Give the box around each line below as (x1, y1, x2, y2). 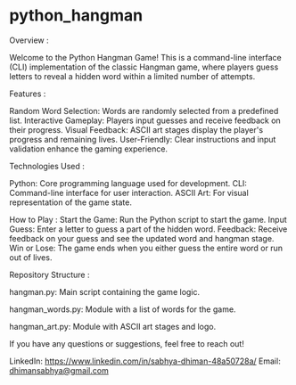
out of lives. (9, 251, 53, 263)
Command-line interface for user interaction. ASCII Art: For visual (9, 187, 250, 198)
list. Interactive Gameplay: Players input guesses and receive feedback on (9, 115, 281, 126)
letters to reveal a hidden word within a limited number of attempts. (9, 70, 256, 81)
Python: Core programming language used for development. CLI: (9, 177, 248, 188)
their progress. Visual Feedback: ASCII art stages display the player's (9, 124, 264, 135)
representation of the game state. (9, 197, 132, 208)
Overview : (9, 35, 49, 45)
